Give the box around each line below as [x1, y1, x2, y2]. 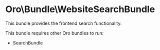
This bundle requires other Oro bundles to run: [5, 30, 104, 36]
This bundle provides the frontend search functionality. [5, 20, 122, 26]
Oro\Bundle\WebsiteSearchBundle [5, 4, 155, 15]
